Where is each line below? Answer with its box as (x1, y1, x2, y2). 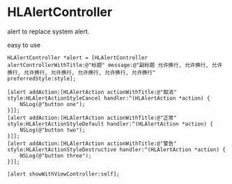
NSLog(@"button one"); (20, 100, 86, 108)
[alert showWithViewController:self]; (7, 170, 120, 178)
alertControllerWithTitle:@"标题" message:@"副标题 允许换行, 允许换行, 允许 (7, 61, 223, 68)
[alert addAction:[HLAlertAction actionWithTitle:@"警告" (7, 140, 177, 147)
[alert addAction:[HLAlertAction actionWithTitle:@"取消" (7, 89, 177, 95)
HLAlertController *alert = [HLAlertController (7, 54, 148, 61)
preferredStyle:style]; (7, 75, 77, 82)
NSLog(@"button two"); (20, 126, 86, 133)
